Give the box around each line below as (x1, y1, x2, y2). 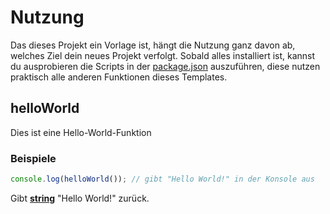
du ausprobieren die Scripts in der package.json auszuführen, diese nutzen (10, 60, 321, 72)
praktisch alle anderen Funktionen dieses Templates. (10, 71, 228, 83)
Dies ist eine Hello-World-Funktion (10, 126, 152, 138)
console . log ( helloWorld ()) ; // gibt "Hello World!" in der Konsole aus (10, 174, 315, 185)
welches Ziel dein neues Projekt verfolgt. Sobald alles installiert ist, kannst (10, 49, 316, 61)
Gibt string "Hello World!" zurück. (10, 192, 150, 204)
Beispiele (10, 151, 57, 165)
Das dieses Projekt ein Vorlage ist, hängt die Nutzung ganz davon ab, (10, 39, 296, 51)
